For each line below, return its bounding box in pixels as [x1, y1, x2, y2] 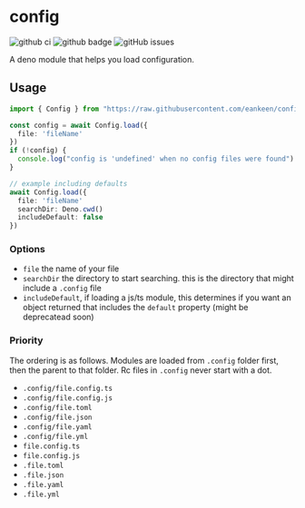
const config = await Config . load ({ [9, 121, 148, 130]
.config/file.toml [22, 403, 93, 412]
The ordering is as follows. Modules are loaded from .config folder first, [9, 355, 280, 366]
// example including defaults [9, 179, 128, 188]
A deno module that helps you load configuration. [9, 54, 195, 64]
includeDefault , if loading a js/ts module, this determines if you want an [22, 292, 292, 303]
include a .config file [22, 283, 102, 294]
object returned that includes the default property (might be [22, 302, 249, 313]
